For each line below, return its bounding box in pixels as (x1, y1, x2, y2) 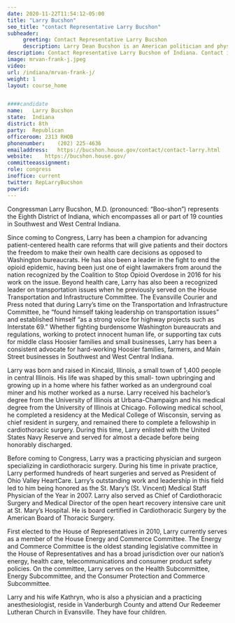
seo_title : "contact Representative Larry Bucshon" (7, 23, 161, 30)
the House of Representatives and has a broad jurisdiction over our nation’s (7, 549, 225, 558)
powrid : (7, 185, 30, 193)
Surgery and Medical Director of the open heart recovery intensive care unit (7, 498, 226, 507)
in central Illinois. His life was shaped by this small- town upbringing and (7, 373, 215, 382)
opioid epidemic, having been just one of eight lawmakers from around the (7, 263, 222, 271)
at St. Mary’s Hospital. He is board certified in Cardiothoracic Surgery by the (7, 506, 227, 514)
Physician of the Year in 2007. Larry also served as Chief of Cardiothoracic (7, 491, 222, 500)
